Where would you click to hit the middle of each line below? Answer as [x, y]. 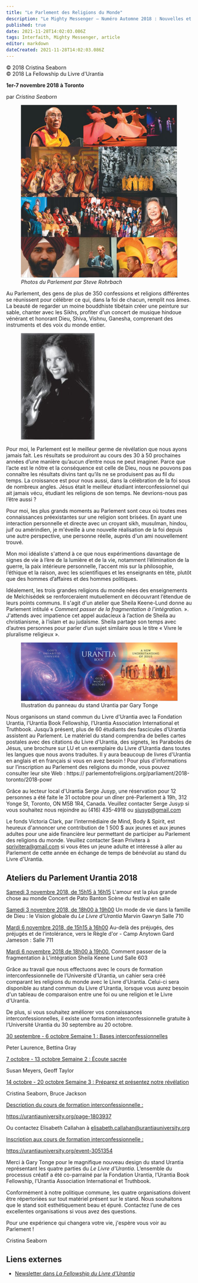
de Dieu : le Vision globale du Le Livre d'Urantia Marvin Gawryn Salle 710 [95, 916]
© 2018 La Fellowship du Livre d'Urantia [55, 73]
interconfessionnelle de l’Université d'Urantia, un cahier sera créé [86, 975]
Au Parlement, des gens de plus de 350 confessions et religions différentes [98, 293]
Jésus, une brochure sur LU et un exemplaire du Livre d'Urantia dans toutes [98, 748]
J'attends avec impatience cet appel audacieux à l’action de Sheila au [91, 615]
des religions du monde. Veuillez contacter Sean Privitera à [78, 841]
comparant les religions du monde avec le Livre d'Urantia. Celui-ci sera [92, 982]
